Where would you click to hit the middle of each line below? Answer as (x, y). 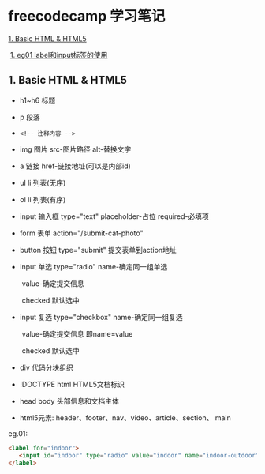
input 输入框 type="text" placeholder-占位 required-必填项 (114, 216)
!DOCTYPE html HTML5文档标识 (72, 384)
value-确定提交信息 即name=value (77, 333)
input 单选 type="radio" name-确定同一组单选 (93, 266)
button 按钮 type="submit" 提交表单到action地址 (98, 250)
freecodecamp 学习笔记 (87, 16)
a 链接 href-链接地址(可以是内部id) (75, 166)
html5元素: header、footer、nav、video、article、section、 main (125, 418)
